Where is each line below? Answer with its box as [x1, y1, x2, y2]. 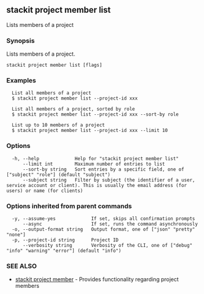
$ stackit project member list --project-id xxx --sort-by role [12, 111, 179, 118]
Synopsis [6, 36, 35, 45]
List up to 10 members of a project [12, 122, 105, 128]
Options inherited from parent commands [6, 202, 133, 210]
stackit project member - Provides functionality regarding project [15, 276, 179, 283]
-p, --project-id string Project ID [12, 237, 119, 243]
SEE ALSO [6, 262, 37, 270]
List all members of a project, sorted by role [12, 106, 136, 112]
